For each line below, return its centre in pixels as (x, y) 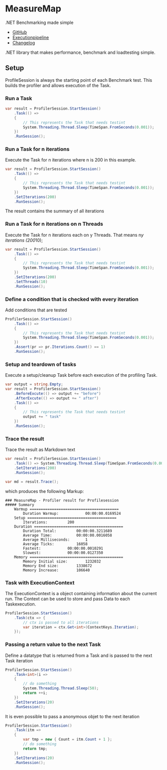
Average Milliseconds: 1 (55, 539)
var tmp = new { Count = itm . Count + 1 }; (68, 740)
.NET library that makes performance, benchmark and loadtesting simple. (80, 52)
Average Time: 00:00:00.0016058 (68, 535)
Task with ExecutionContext (40, 583)
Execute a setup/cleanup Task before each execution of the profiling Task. (81, 375)
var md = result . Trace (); (32, 481)
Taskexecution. (21, 604)
